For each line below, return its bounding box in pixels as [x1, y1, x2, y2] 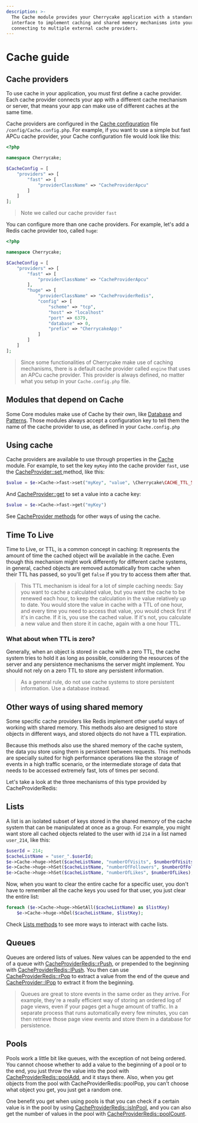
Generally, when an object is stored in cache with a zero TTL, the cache [6, 648, 180, 655]
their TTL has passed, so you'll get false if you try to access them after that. [6, 571, 192, 578]
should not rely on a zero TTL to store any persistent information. [6, 667, 164, 674]
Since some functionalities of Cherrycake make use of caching [20, 359, 173, 366]
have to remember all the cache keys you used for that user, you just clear [6, 887, 186, 894]
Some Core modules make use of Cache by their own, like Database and [6, 410, 182, 417]
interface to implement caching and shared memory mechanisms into [11, 20, 181, 25]
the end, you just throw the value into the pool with [6, 1067, 130, 1074]
